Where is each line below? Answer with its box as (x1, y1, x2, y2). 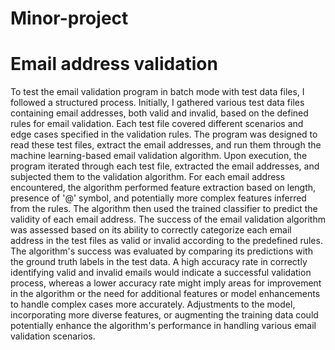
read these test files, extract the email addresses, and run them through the (10, 139, 322, 151)
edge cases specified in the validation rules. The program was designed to (10, 128, 318, 141)
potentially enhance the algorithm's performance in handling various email (10, 320, 317, 332)
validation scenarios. (10, 330, 96, 342)
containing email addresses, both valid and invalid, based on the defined (10, 107, 309, 119)
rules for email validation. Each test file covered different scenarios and (10, 118, 304, 130)
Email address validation (10, 53, 218, 76)
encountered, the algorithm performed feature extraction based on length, (10, 182, 317, 194)
